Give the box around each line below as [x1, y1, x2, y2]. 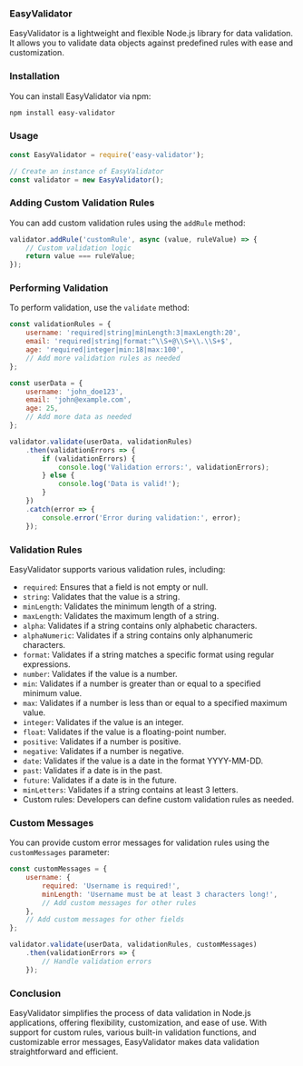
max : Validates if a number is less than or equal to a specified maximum [22, 697, 288, 708]
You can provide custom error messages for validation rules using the [9, 837, 270, 848]
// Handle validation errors [42, 957, 152, 966]
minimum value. [22, 687, 83, 698]
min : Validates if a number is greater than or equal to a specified [22, 678, 261, 689]
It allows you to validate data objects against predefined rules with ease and [9, 37, 293, 48]
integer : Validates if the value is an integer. [22, 716, 184, 727]
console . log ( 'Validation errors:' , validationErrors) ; [57, 463, 270, 472]
